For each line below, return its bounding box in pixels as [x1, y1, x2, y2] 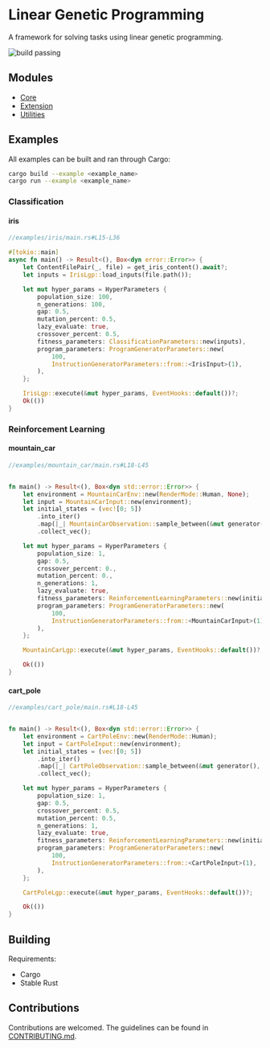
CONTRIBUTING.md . [8, 1031, 77, 1041]
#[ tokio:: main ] [8, 248, 59, 256]
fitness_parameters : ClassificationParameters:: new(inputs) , [37, 338, 247, 346]
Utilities [19, 109, 46, 119]
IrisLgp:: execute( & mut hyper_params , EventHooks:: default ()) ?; [22, 390, 239, 398]
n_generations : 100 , [37, 300, 106, 309]
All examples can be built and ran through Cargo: [8, 154, 171, 164]
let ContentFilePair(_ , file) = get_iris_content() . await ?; [22, 264, 228, 272]
